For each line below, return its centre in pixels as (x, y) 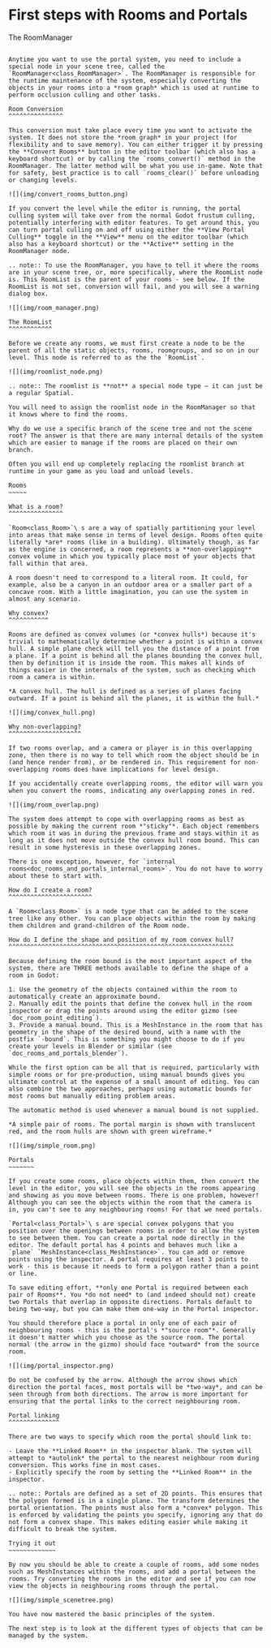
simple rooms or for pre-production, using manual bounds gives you (127, 1074)
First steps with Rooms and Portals (128, 15)
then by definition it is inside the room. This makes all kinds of (127, 663)
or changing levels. (43, 180)
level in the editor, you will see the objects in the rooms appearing (132, 1188)
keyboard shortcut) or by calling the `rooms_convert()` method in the (132, 159)
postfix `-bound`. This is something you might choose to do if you (127, 1039)
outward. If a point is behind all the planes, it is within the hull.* (134, 698)
